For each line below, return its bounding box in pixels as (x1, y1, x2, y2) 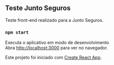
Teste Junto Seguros (5, 4, 71, 12)
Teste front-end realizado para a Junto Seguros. (5, 17, 104, 23)
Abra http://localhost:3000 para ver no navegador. (5, 45, 108, 51)
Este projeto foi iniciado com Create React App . (5, 55, 102, 61)
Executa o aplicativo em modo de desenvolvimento (5, 40, 110, 46)
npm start (5, 29, 29, 35)
